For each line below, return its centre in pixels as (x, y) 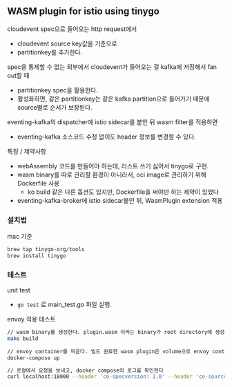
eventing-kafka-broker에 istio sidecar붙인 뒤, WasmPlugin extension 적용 (120, 200)
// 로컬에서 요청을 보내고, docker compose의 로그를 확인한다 (85, 370)
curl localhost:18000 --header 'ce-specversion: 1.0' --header (100, 377)
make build (23, 339)
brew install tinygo (37, 256)
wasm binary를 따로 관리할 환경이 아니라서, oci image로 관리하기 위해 (112, 175)
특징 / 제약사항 (27, 151)
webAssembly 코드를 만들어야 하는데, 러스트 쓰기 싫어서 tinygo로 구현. (113, 166)
